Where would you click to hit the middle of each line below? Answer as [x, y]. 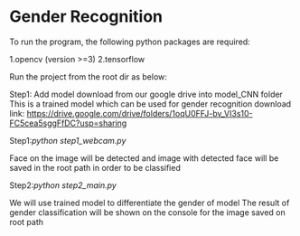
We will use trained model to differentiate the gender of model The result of [150, 203]
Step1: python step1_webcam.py [68, 140]
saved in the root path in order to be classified [95, 167]
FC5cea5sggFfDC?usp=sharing [68, 123]
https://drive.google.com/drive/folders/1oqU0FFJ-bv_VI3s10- [140, 113]
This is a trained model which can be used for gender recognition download [150, 104]
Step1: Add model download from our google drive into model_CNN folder [146, 94]
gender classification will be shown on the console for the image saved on [148, 212]
